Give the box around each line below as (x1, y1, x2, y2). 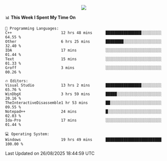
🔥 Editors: (5, 78, 28, 83)
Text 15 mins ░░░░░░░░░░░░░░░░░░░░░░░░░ (5, 56, 162, 61)
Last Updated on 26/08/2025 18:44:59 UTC (5, 150, 95, 156)
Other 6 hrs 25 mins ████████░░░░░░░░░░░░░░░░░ (5, 39, 162, 44)
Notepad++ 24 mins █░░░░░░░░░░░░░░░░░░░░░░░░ (5, 109, 162, 114)
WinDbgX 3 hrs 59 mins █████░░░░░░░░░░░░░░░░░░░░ (5, 91, 162, 96)
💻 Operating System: (5, 131, 50, 136)
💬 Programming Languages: (5, 26, 59, 31)
